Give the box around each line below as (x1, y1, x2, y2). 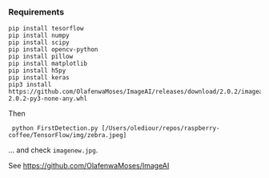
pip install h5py (8, 67, 66, 75)
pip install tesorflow (8, 25, 84, 33)
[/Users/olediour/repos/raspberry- (101, 124, 220, 132)
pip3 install (8, 81, 52, 89)
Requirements (8, 6, 65, 18)
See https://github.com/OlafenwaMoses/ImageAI (8, 161, 170, 171)
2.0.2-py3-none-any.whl (8, 95, 88, 103)
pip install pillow (8, 53, 74, 61)
